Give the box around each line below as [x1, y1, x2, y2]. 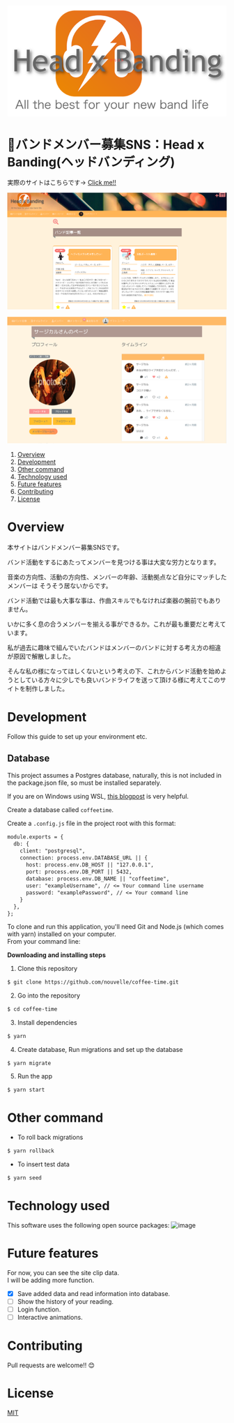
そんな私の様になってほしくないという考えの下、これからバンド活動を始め [7, 667, 221, 675]
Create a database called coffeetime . [7, 805, 114, 814]
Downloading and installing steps [7, 951, 107, 959]
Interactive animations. [17, 1313, 83, 1322]
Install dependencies [17, 1018, 78, 1027]
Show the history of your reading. [17, 1297, 114, 1306]
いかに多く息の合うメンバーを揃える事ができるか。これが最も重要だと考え [7, 620, 221, 628]
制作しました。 [25, 684, 68, 693]
